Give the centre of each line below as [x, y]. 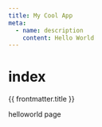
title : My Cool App [41, 15]
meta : [17, 23]
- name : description [49, 30]
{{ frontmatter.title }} [42, 99]
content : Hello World [58, 38]
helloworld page [35, 114]
